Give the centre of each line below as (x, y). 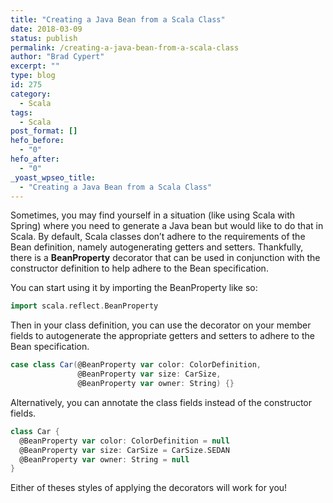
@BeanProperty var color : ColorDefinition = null (124, 441)
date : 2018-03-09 (46, 29)
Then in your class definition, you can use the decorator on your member (161, 325)
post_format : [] (44, 131)
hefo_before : (37, 141)
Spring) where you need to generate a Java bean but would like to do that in (167, 226)
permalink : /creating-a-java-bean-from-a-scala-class (125, 47)
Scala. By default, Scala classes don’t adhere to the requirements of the (158, 237)
